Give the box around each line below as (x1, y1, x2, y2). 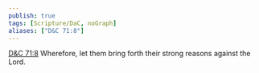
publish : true (8, 11, 56, 20)
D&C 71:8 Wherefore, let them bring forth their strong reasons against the (8, 49, 251, 59)
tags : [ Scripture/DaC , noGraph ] (8, 19, 117, 27)
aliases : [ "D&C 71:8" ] (8, 26, 84, 34)
